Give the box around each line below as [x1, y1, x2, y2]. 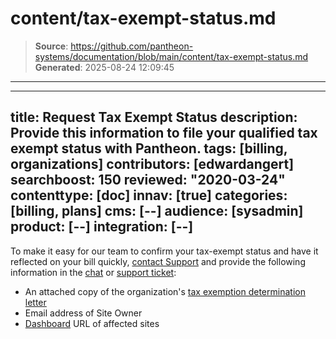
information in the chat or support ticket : [10, 266, 177, 278]
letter [24, 296, 47, 308]
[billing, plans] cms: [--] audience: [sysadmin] [10, 203, 304, 220]
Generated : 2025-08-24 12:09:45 [34, 61, 175, 73]
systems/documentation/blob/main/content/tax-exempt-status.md [34, 50, 309, 62]
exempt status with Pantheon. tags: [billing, [10, 140, 288, 157]
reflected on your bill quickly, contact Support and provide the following [10, 255, 306, 267]
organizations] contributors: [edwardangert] [10, 156, 295, 173]
